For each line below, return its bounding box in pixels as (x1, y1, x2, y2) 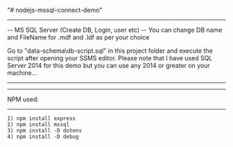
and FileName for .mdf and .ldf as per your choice (7, 33, 150, 41)
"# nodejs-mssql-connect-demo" (7, 6, 103, 14)
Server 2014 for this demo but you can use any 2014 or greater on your (7, 62, 210, 69)
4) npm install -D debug (7, 133, 79, 140)
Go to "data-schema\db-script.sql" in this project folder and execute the (7, 46, 213, 55)
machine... (7, 69, 37, 77)
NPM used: (7, 95, 40, 103)
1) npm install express (7, 115, 76, 122)
